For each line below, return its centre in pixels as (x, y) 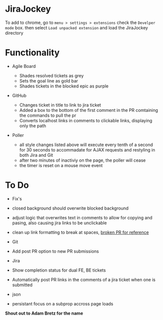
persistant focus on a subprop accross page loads (63, 303)
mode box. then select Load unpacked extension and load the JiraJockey (77, 27)
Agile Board (24, 66)
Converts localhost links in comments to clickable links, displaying (86, 120)
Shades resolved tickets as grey (51, 75)
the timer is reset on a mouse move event (61, 165)
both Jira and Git (36, 155)
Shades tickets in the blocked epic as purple (64, 86)
